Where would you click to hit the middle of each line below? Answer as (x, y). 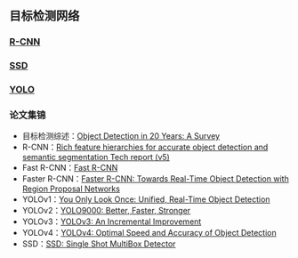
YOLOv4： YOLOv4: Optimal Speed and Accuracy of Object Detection (149, 233)
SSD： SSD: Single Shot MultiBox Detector (99, 244)
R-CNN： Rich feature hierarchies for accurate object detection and (145, 147)
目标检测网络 (44, 16)
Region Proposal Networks (71, 189)
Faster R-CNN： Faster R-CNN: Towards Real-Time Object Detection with (155, 179)
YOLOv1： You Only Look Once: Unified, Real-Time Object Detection (146, 199)
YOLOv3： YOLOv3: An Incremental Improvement (112, 222)
